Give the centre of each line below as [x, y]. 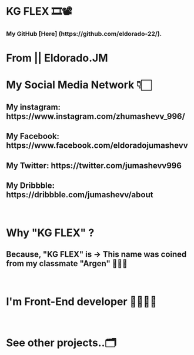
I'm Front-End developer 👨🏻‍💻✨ [81, 301]
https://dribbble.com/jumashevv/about [80, 195]
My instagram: [33, 107]
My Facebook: [33, 136]
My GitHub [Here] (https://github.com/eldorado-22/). [84, 34]
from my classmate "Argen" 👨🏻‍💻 [67, 263]
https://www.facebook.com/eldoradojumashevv [97, 146]
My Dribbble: [30, 186]
